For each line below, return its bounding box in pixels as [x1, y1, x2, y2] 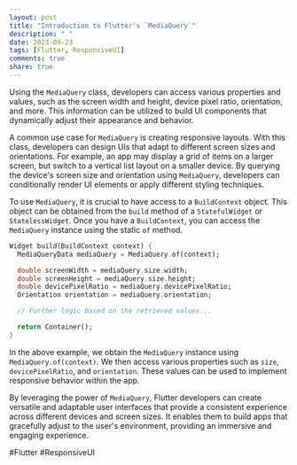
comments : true [9, 54, 66, 63]
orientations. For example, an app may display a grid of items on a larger [9, 151, 274, 161]
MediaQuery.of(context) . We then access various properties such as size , [9, 356, 279, 367]
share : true [9, 63, 53, 72]
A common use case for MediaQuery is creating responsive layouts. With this [9, 132, 286, 143]
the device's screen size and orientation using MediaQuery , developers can [9, 169, 280, 180]
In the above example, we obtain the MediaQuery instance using [9, 346, 239, 357]
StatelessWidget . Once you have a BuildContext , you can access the [9, 214, 261, 226]
